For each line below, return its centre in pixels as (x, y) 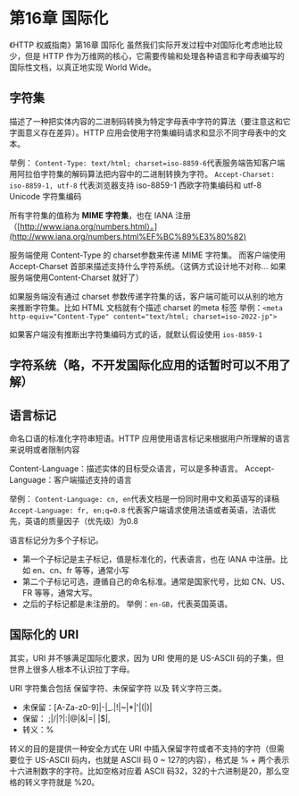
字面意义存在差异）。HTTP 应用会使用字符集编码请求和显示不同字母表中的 (144, 132)
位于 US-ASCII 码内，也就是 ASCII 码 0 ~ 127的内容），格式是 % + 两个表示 (153, 759)
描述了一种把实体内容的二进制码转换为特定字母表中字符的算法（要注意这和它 (150, 121)
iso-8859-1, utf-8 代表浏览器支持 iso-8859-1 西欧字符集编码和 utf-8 (135, 185)
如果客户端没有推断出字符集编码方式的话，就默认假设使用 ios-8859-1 (136, 334)
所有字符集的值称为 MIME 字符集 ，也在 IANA (91, 215)
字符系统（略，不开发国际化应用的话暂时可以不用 (144, 365)
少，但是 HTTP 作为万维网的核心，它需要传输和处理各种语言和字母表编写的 (147, 55)
